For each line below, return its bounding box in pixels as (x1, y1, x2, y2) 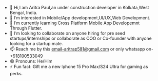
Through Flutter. (9, 25, 42, 31)
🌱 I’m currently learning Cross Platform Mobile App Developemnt (9, 20, 140, 26)
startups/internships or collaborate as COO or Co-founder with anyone (9, 35, 152, 41)
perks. (9, 71, 23, 76)
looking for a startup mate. (9, 41, 63, 46)
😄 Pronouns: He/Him (9, 58, 53, 64)
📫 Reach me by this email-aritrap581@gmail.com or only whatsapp (9, 46, 145, 52)
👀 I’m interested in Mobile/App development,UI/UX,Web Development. (9, 15, 151, 20)
